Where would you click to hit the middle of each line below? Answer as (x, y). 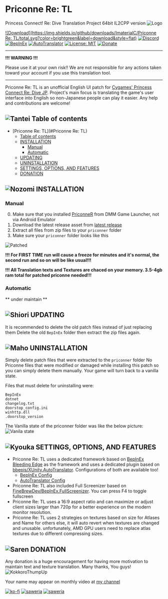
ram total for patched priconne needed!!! (48, 275)
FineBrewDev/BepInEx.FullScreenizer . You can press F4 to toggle (79, 491)
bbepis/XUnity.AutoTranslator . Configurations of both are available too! (85, 470)
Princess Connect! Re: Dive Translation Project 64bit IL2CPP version (75, 23)
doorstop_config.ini (27, 408)
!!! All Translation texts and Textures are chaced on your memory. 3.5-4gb (84, 270)
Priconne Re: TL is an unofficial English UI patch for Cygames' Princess (78, 87)
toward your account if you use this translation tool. (58, 73)
